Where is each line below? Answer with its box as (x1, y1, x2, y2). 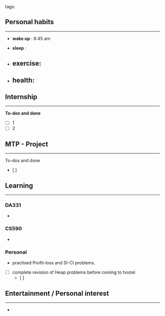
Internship (5, 92, 38, 101)
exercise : (12, 59, 42, 68)
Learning (5, 181, 33, 190)
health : (12, 76, 35, 85)
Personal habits (5, 18, 54, 26)
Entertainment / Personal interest (5, 289, 109, 297)
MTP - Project (5, 140, 48, 148)
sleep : (12, 45, 27, 51)
